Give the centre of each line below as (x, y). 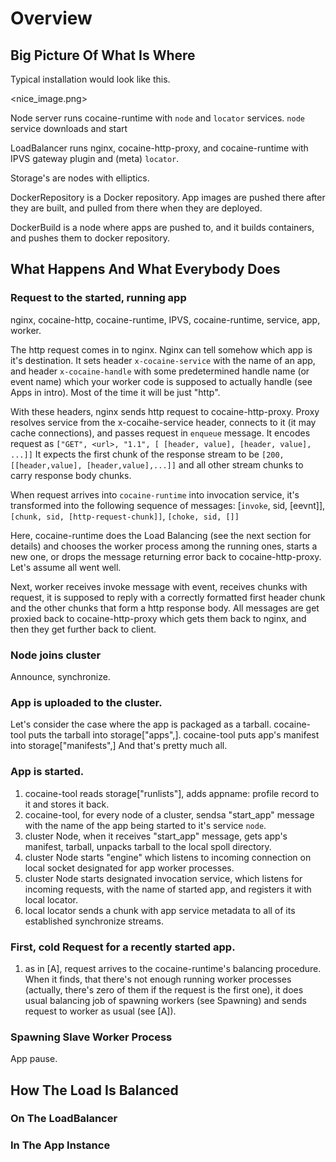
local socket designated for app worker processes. (129, 868)
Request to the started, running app (98, 298)
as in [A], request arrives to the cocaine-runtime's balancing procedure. (173, 968)
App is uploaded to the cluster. (86, 702)
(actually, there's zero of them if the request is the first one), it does (164, 989)
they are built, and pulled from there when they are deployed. (136, 208)
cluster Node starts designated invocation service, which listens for (163, 878)
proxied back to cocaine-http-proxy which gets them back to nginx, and (158, 618)
